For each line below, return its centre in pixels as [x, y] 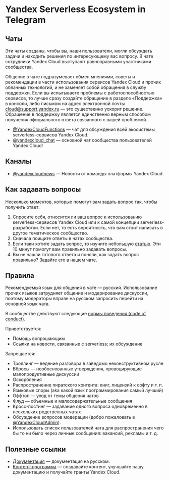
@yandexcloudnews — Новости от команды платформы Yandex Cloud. [88, 173]
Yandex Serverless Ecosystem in [75, 9]
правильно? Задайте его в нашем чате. [55, 260]
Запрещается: [20, 354]
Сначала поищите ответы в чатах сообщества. [63, 238]
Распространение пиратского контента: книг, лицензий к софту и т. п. [88, 385]
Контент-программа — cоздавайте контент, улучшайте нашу [78, 467]
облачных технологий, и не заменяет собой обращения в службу [76, 87]
